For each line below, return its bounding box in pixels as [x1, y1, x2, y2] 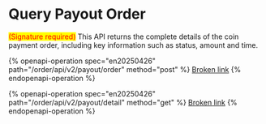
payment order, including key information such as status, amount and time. [8, 40, 258, 49]
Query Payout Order [8, 5, 146, 24]
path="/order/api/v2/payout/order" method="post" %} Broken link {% [8, 64, 242, 74]
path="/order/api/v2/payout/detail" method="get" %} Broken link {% [8, 97, 238, 107]
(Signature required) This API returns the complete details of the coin [8, 32, 239, 41]
